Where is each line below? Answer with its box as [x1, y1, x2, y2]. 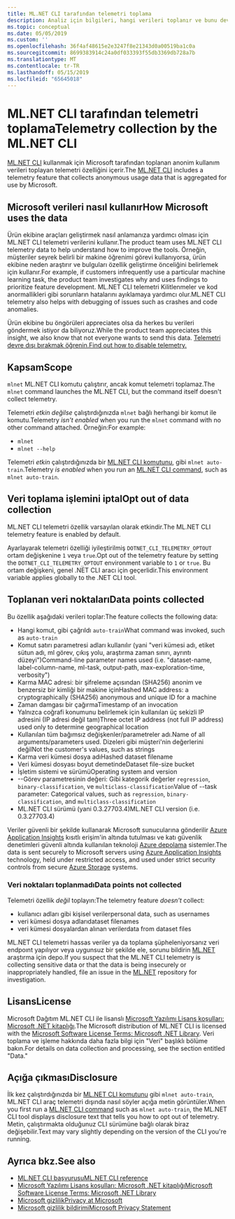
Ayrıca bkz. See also [7, 1155, 96, 1167]
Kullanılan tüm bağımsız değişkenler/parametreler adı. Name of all [17, 730, 205, 738]
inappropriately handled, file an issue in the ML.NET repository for [7, 967, 197, 976]
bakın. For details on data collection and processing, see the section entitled [7, 1044, 225, 1052]
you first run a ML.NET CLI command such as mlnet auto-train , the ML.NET [7, 1105, 227, 1114]
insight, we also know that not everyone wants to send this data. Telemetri [7, 333, 221, 342]
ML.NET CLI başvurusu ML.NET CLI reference [17, 1174, 148, 1183]
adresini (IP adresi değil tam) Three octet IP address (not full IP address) [17, 715, 224, 724]
